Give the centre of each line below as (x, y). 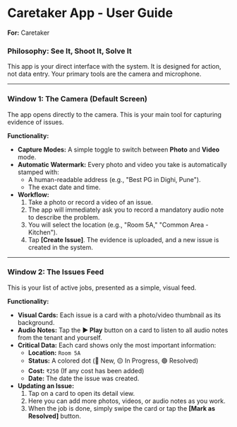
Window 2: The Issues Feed (56, 272)
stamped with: (38, 172)
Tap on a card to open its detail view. (81, 393)
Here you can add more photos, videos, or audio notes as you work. (127, 401)
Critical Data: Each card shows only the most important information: (117, 345)
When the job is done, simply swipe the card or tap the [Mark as (122, 408)
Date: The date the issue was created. (84, 378)
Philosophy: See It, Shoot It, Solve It (69, 51)
